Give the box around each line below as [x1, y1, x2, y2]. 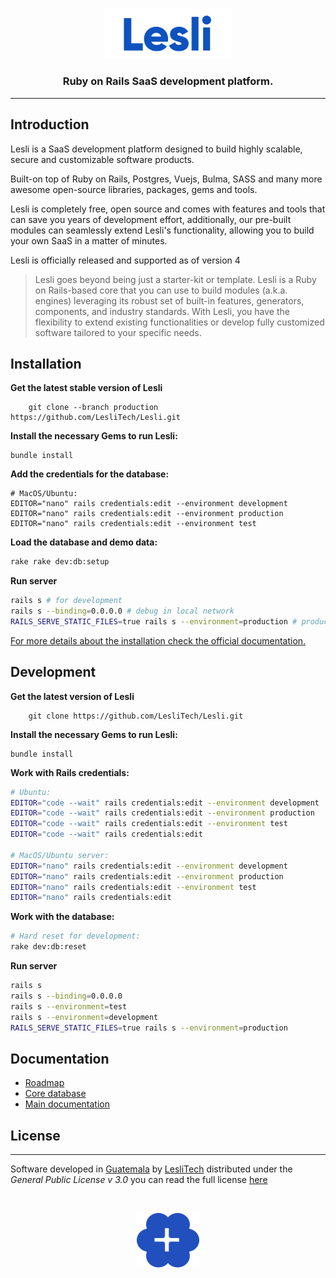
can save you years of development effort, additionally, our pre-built [10, 213, 292, 225]
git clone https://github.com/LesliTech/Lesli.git [28, 711, 244, 721]
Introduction [10, 116, 90, 133]
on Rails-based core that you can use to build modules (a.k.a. [34, 284, 288, 296]
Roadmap [24, 1077, 65, 1089]
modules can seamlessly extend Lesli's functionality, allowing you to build [10, 224, 315, 236]
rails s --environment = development [10, 1012, 159, 1022]
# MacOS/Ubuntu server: [10, 850, 110, 860]
